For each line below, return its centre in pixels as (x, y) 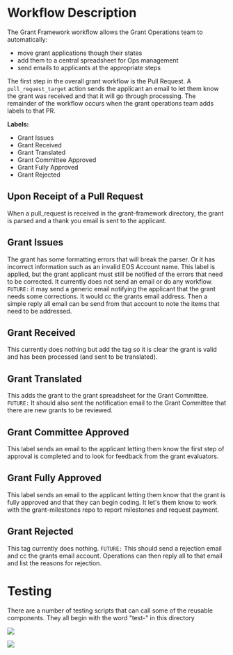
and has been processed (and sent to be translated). (82, 357)
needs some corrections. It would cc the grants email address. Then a (107, 296)
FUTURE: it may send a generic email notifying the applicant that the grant (111, 289)
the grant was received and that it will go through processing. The (102, 96)
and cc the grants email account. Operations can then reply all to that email (115, 556)
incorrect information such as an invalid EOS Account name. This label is (111, 266)
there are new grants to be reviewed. (60, 410)
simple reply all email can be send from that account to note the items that (114, 303)
